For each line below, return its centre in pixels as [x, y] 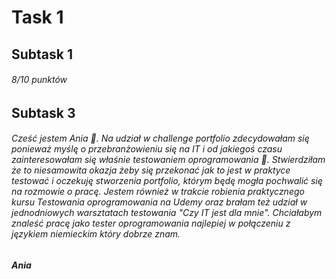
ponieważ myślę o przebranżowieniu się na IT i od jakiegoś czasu [147, 149]
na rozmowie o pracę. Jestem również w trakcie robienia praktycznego [158, 192]
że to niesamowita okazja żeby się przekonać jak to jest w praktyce [151, 170]
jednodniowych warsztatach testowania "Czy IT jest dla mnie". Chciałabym [167, 213]
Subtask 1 [42, 54]
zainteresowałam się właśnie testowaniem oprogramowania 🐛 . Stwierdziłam [168, 160]
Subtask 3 [43, 112]
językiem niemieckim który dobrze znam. [96, 234]
